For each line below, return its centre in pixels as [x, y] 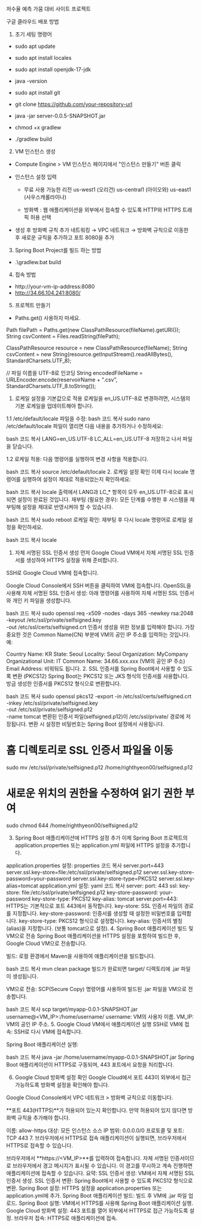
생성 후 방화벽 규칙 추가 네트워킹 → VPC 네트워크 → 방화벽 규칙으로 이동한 [102, 230]
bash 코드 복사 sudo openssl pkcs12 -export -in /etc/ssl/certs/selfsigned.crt [99, 696]
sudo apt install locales [43, 58]
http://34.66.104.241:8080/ [48, 293]
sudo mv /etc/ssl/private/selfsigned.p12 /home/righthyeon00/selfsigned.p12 [100, 767]
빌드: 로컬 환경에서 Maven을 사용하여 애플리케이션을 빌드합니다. [81, 956]
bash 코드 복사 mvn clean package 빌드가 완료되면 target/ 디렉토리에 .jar [93, 968]
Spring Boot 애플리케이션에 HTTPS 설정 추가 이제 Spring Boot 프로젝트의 [101, 838]
